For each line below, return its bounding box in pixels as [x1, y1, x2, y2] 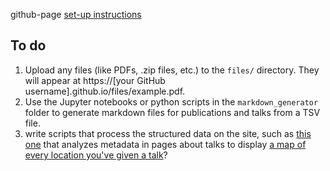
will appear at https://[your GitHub [24, 74, 166, 86]
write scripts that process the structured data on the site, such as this [24, 127, 312, 139]
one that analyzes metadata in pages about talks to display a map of [24, 138, 307, 150]
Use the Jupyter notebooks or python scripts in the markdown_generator [24, 95, 319, 108]
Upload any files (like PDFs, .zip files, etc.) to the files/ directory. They [24, 64, 320, 76]
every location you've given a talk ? [24, 149, 168, 161]
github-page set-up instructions [10, 9, 142, 20]
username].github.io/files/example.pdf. [24, 85, 186, 97]
